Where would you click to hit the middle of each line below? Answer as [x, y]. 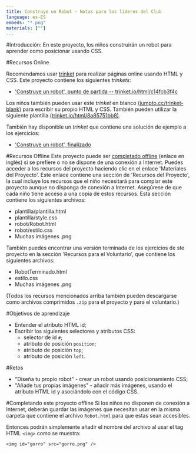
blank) [14, 109]
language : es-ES [26, 17]
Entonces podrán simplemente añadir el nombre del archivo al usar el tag [95, 427]
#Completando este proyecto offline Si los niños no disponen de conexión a [98, 403]
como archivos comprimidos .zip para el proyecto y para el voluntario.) [93, 302]
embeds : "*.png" [26, 22]
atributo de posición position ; [60, 344]
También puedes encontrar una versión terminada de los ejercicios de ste [95, 248]
